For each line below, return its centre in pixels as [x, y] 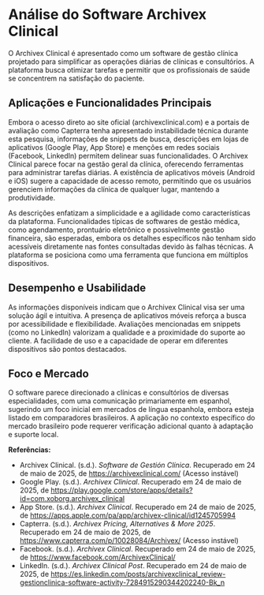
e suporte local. [33, 435]
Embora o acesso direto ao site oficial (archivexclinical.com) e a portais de [129, 122]
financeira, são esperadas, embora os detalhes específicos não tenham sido [132, 238]
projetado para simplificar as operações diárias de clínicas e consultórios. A [131, 62]
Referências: [30, 450]
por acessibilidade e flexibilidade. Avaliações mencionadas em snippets [125, 324]
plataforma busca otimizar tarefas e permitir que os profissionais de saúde [129, 69]
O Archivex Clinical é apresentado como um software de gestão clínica [123, 53]
